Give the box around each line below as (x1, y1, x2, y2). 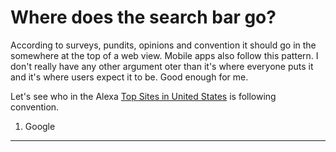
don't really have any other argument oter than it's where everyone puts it (10, 60, 314, 72)
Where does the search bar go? (10, 6, 277, 29)
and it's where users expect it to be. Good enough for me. (10, 71, 249, 83)
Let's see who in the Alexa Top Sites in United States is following (10, 90, 277, 102)
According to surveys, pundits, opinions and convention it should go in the (10, 39, 317, 51)
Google (24, 120, 56, 132)
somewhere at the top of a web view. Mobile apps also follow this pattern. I (10, 49, 319, 61)
